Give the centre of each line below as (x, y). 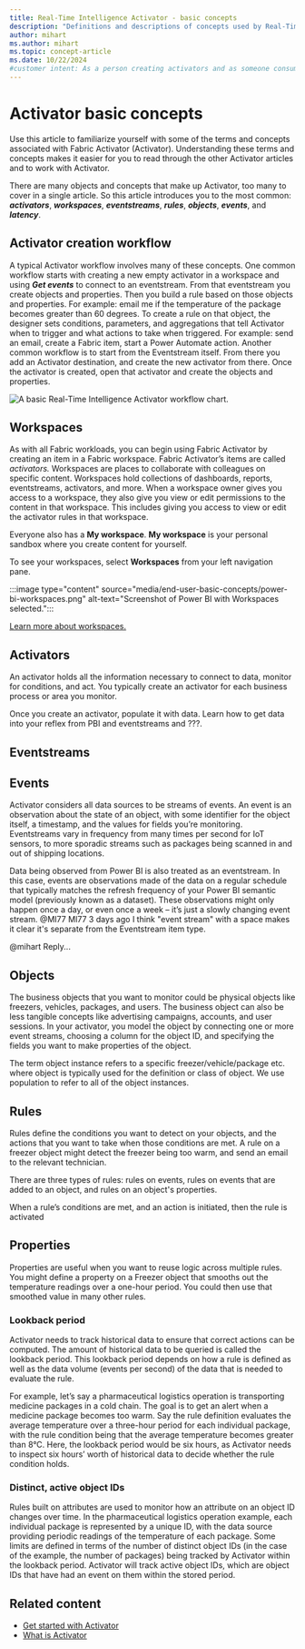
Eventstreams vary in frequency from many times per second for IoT (137, 834)
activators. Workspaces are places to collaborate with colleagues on (138, 469)
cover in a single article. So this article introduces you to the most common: (151, 195)
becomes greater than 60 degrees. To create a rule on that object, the (140, 313)
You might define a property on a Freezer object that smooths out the (139, 1277)
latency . (25, 214)
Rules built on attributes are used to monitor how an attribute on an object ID (152, 1507)
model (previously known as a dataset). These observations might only (142, 900)
